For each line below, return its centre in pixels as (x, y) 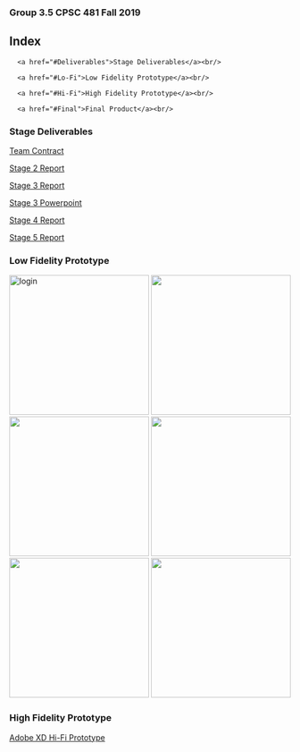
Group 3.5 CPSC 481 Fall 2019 (75, 13)
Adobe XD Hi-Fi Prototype (57, 737)
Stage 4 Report (37, 220)
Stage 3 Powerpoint (46, 203)
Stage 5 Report (37, 238)
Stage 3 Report (37, 186)
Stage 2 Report (37, 168)
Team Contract (37, 151)
